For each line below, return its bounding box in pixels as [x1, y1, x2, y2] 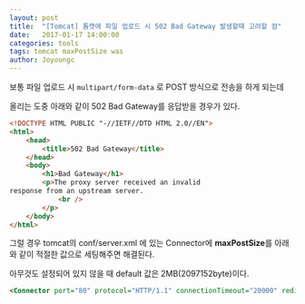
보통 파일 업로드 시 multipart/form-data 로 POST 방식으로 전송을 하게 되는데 [9, 82, 284, 92]
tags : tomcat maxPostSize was [9, 47, 124, 56]
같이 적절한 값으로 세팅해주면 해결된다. [18, 249, 155, 260]
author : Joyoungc [9, 55, 75, 64]
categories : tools [9, 38, 79, 48]
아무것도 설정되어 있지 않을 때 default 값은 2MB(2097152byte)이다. [9, 269, 250, 279]
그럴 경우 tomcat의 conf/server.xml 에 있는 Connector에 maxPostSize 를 [9, 238, 273, 249]
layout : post [9, 13, 59, 23]
